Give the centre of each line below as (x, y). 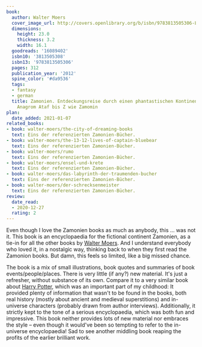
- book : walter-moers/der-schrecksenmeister (63, 185)
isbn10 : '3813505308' (39, 57)
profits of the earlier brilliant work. (48, 338)
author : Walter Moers (39, 17)
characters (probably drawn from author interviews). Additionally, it (112, 306)
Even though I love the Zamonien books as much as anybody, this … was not (101, 230)
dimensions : (27, 29)
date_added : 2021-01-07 (41, 118)
